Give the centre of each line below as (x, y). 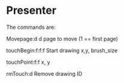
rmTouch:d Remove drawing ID (44, 73)
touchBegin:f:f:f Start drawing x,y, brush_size (62, 50)
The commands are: (31, 27)
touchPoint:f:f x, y (28, 62)
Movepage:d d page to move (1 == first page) (62, 38)
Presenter (31, 11)
